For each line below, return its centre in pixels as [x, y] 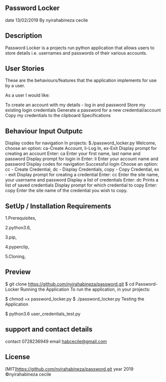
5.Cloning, [15, 256]
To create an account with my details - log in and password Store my [75, 105]
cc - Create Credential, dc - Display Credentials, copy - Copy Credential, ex [82, 169]
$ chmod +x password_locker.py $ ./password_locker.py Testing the [75, 299]
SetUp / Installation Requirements [58, 206]
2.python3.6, [18, 228]
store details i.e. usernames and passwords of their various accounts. [76, 53]
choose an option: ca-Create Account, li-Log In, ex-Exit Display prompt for [81, 148]
